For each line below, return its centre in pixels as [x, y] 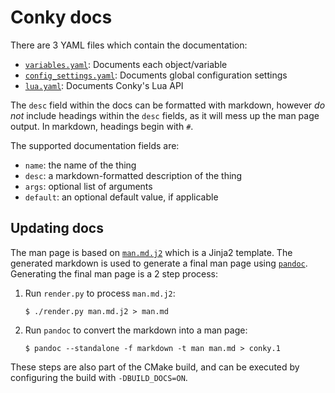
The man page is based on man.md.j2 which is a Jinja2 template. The [151, 252]
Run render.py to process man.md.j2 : [100, 293]
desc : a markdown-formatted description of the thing [133, 175]
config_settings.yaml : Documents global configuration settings [156, 75]
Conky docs [61, 17]
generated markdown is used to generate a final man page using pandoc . [159, 263]
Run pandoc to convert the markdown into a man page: [136, 330]
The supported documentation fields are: [95, 145]
